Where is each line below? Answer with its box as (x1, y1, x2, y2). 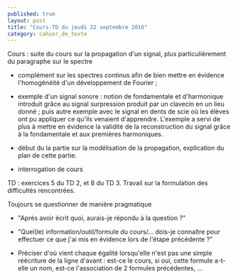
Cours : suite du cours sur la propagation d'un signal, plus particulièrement (7, 50, 227, 58)
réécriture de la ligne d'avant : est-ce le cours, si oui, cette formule (17, 256, 213, 265)
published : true (7, 10, 55, 18)
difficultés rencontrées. (7, 186, 76, 195)
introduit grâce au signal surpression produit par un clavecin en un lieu (17, 100, 225, 109)
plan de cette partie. (17, 151, 77, 160)
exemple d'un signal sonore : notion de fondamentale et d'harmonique (17, 92, 224, 101)
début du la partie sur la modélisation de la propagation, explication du (17, 143, 225, 153)
